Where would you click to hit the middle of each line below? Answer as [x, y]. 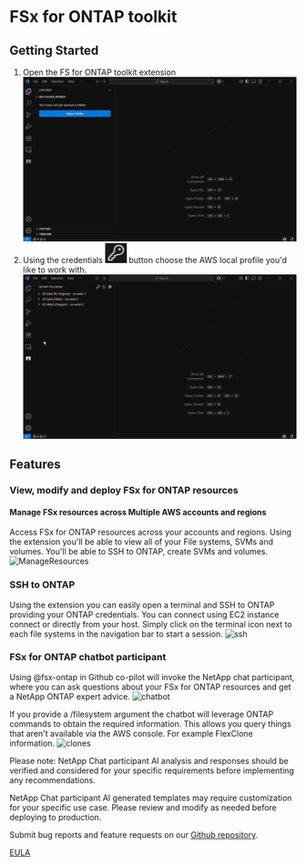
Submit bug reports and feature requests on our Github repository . [134, 834]
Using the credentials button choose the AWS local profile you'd [155, 260]
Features [35, 465]
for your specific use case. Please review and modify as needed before [143, 807]
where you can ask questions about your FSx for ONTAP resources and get [150, 687]
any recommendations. [52, 779]
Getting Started [54, 51]
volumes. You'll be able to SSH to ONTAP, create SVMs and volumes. [139, 552]
